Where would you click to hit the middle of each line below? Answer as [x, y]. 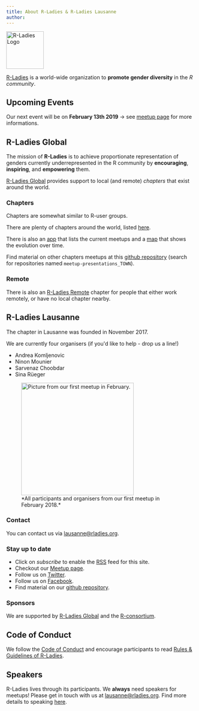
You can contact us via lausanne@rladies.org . [63, 533]
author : [16, 17]
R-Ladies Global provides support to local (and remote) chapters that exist [98, 181]
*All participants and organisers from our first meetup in [91, 498]
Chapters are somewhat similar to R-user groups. [67, 216]
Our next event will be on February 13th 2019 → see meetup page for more [99, 117]
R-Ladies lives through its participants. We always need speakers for [91, 689]
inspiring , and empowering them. [48, 169]
